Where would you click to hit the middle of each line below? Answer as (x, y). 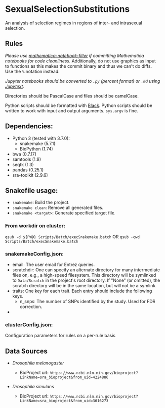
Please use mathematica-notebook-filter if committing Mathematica (75, 55)
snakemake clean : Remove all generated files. (58, 208)
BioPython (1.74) (36, 149)
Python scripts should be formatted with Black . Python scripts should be (79, 105)
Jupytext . (15, 86)
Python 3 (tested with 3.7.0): (41, 138)
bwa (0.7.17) (24, 154)
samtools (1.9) (26, 159)
